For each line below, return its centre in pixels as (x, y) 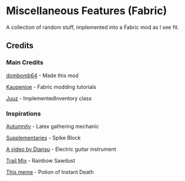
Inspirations (23, 113)
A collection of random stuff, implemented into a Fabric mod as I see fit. (92, 27)
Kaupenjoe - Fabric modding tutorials (51, 87)
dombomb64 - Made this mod (43, 75)
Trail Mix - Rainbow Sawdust (41, 160)
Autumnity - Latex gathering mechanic (53, 126)
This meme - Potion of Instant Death (50, 172)
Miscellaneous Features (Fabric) (87, 11)
